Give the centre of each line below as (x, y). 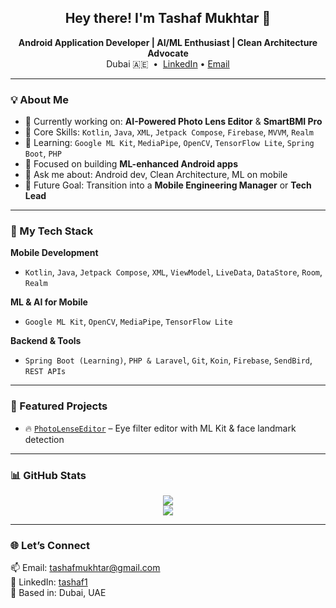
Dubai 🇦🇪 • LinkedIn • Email (168, 63)
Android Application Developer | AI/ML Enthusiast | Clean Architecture (168, 42)
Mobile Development (54, 253)
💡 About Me (39, 99)
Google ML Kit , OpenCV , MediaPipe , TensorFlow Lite (128, 322)
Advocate (168, 53)
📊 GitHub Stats (48, 475)
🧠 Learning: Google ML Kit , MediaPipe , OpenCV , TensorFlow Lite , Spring (169, 143)
